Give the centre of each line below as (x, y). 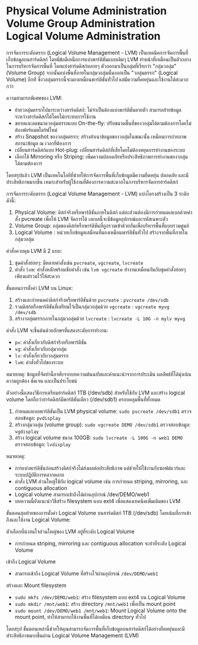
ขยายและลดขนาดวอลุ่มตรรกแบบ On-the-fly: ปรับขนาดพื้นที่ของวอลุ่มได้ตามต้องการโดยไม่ (103, 123)
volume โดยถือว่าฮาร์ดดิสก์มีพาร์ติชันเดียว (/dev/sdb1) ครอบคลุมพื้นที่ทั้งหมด (83, 399)
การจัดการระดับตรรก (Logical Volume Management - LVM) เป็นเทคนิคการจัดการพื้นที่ (97, 52)
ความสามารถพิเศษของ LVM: (34, 98)
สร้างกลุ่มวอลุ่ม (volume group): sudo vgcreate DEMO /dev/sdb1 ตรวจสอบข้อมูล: (103, 424)
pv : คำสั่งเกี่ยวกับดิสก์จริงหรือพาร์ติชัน (51, 342)
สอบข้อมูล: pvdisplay (38, 418)
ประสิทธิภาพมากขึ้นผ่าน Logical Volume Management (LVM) (73, 635)
